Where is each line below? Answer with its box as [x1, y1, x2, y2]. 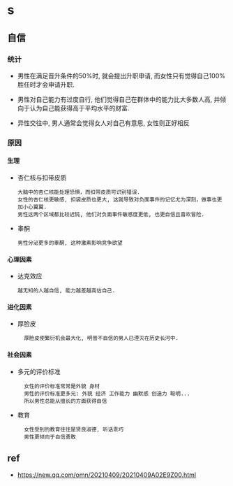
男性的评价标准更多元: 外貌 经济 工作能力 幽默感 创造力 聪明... [24, 390, 190, 397]
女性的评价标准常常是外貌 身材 [24, 383, 100, 389]
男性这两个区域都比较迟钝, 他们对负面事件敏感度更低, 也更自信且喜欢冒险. [17, 211, 204, 218]
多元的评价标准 [17, 367, 61, 376]
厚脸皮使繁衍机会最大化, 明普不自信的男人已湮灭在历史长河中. [24, 335, 179, 342]
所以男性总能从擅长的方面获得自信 [24, 397, 107, 404]
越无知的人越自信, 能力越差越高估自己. [17, 287, 116, 294]
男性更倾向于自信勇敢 [24, 433, 77, 441]
